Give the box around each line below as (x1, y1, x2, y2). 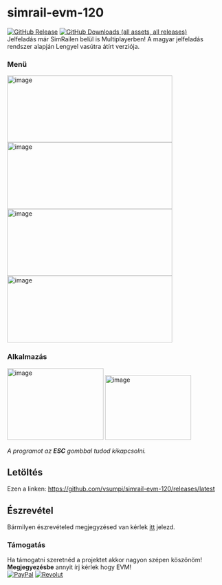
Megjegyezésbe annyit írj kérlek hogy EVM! (7, 563, 132, 571)
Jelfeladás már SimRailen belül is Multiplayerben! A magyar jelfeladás (7, 34, 204, 43)
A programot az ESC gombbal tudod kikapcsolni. (7, 447, 146, 455)
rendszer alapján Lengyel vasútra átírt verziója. (7, 42, 140, 50)
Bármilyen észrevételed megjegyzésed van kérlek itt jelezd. (7, 523, 175, 531)
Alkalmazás (7, 352, 47, 362)
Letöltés (7, 466, 43, 478)
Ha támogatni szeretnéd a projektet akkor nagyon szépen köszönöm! (7, 556, 203, 564)
